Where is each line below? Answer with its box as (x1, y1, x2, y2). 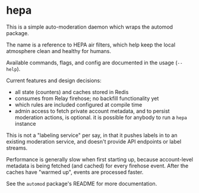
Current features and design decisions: (6, 77, 102, 84)
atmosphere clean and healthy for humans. (6, 47, 112, 54)
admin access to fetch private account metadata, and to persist (14, 107, 170, 114)
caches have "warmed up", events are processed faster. (6, 168, 144, 176)
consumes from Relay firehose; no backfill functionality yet (14, 95, 159, 102)
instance (14, 120, 36, 127)
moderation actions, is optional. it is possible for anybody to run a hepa (14, 114, 187, 121)
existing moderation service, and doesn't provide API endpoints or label (6, 138, 182, 145)
